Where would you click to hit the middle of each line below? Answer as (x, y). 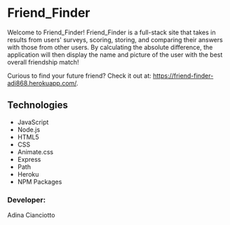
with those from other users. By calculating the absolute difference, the (110, 47)
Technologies (38, 105)
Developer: (27, 200)
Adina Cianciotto (31, 215)
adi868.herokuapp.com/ (42, 83)
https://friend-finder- (183, 76)
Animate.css (35, 151)
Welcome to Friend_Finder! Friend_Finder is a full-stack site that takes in (111, 32)
